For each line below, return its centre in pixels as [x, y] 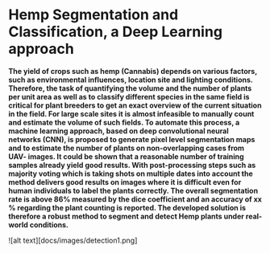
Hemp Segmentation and [93, 15]
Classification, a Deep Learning [116, 32]
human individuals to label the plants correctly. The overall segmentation [133, 190]
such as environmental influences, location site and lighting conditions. [131, 80]
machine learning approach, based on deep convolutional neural [118, 131]
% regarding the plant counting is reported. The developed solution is [127, 207]
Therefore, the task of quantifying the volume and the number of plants [130, 88]
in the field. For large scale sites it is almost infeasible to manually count [131, 113]
